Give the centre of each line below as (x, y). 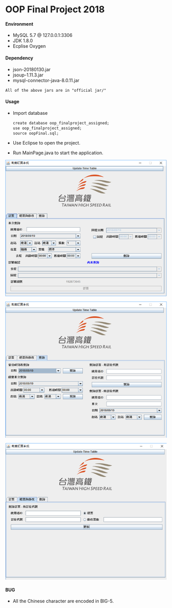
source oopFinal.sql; (36, 133)
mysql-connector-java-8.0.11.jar (46, 80)
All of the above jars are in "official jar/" (56, 90)
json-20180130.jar (32, 69)
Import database (30, 113)
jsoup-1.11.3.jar (28, 75)
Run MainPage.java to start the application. (58, 153)
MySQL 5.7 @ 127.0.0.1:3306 (42, 35)
